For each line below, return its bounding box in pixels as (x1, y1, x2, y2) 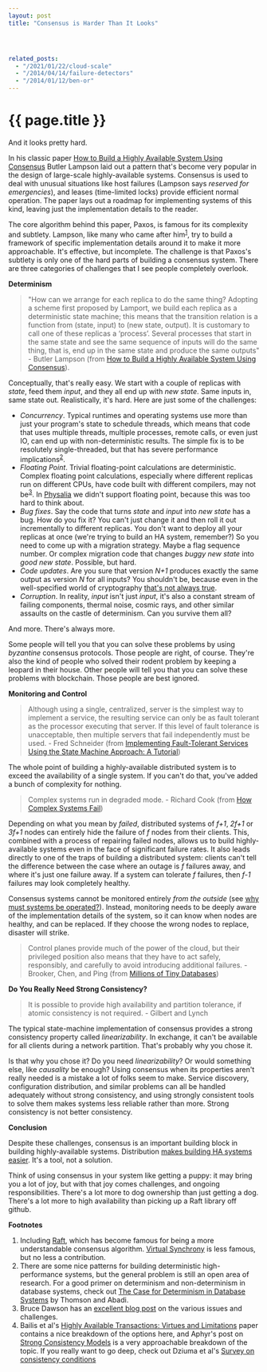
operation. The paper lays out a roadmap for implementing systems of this (8, 195, 253, 205)
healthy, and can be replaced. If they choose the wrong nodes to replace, (8, 919, 249, 928)
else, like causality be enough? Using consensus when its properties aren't (8, 1064, 255, 1074)
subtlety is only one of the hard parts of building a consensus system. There (8, 255, 259, 265)
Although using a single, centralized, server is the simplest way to (27, 704, 244, 714)
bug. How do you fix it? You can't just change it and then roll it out (19, 515, 237, 524)
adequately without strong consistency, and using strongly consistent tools (8, 1090, 255, 1099)
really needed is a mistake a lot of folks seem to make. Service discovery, (8, 1073, 249, 1083)
